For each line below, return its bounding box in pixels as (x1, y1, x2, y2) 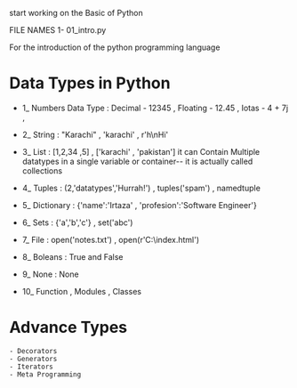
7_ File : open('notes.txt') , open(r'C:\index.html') (21, 234, 200, 245)
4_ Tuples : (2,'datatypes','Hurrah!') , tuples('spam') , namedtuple (21, 182, 261, 193)
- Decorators (9, 346, 58, 355)
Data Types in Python (9, 73, 171, 93)
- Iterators (9, 362, 53, 371)
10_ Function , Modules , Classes (21, 286, 142, 296)
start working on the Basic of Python (9, 8, 144, 18)
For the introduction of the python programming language (9, 42, 221, 53)
